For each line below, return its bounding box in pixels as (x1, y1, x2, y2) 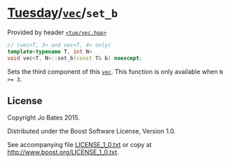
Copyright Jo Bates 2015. (7, 113, 81, 122)
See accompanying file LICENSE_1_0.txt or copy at (7, 141, 152, 149)
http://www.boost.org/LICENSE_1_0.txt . (7, 148, 119, 157)
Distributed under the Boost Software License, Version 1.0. (7, 127, 176, 136)
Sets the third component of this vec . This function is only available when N (7, 67, 223, 76)
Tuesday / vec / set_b (7, 5, 118, 21)
